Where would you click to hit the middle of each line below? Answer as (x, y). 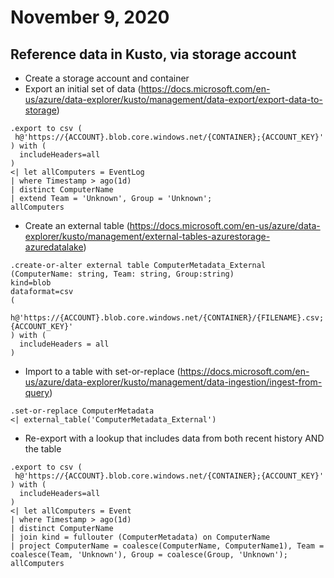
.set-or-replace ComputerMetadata (82, 411)
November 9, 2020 (90, 17)
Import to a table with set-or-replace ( (102, 371)
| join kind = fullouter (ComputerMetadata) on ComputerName (140, 537)
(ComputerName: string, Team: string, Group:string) (122, 274)
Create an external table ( (77, 225)
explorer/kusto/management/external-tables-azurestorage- (147, 236)
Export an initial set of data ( (83, 89)
